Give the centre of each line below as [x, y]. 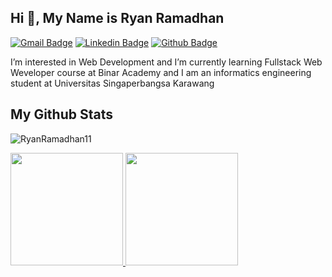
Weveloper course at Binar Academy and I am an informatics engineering [161, 72]
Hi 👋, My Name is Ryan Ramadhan [117, 18]
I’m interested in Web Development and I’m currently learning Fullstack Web [166, 62]
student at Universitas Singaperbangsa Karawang [112, 83]
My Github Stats [61, 114]
